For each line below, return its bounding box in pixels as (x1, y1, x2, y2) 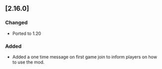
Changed (5, 19, 28, 26)
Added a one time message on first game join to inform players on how (12, 54, 158, 60)
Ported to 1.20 (12, 30, 41, 36)
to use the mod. (12, 59, 45, 65)
